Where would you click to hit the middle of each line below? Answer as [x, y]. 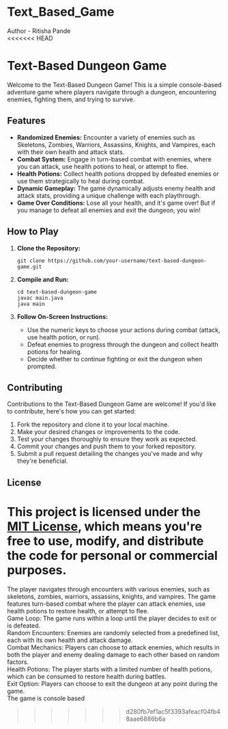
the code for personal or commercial [113, 555]
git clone [31, 261]
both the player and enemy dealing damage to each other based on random [113, 654]
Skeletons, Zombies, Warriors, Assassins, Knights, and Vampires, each [116, 144]
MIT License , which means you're [105, 526]
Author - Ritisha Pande [39, 31]
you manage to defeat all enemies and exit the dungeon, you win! [109, 210]
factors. [18, 662]
